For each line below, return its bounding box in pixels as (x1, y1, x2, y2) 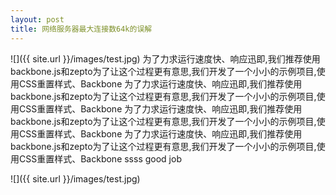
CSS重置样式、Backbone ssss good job (18, 152, 182, 165)
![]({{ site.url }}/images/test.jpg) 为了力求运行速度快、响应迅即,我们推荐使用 (10, 52, 321, 65)
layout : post (10, 14, 65, 25)
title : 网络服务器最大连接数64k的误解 (10, 24, 153, 34)
